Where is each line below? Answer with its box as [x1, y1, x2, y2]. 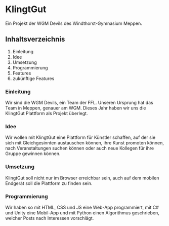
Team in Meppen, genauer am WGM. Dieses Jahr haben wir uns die [5, 105, 146, 111]
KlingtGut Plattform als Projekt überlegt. [5, 110, 88, 117]
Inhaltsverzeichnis [5, 35, 65, 44]
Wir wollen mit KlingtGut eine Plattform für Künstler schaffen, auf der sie [5, 134, 156, 140]
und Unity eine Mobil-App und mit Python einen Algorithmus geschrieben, [5, 209, 159, 216]
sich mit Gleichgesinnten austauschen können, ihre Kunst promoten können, [5, 140, 164, 146]
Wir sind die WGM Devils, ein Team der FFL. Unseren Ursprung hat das [5, 100, 153, 106]
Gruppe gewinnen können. [5, 150, 61, 157]
